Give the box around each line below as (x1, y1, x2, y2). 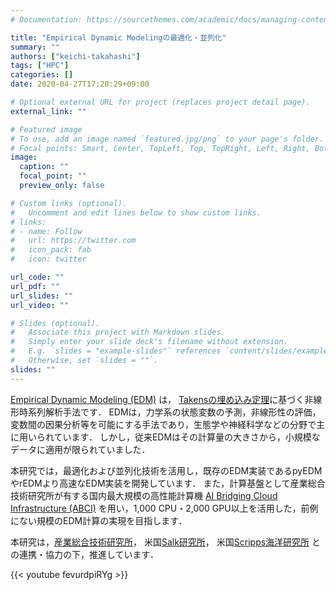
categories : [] (10, 70, 74, 80)
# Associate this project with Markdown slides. (10, 327, 226, 338)
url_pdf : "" (10, 281, 60, 291)
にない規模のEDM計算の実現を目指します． (10, 514, 188, 526)
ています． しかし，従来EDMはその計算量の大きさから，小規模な (53, 431, 321, 443)
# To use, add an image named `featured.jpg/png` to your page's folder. (10, 134, 325, 144)
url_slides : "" (10, 291, 74, 301)
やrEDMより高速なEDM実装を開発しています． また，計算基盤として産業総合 (10, 477, 326, 489)
